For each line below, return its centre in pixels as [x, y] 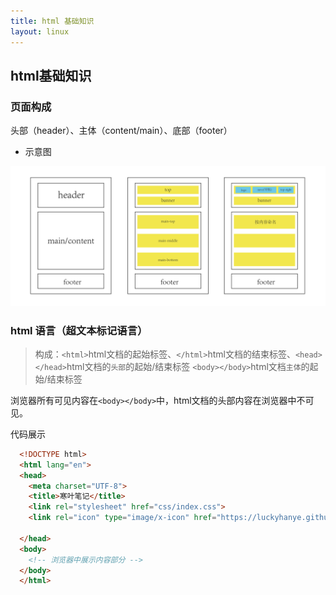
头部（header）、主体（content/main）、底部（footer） [121, 131]
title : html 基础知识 [52, 21]
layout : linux [40, 31]
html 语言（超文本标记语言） [79, 330]
